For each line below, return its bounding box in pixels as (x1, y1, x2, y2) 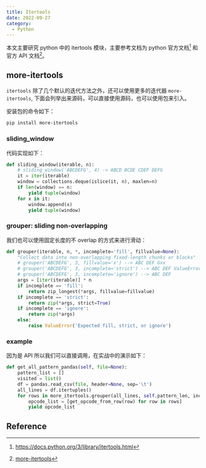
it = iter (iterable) (17, 173, 70, 179)
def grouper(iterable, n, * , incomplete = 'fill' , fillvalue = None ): (6, 248, 180, 255)
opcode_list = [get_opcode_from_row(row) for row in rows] (28, 398, 183, 405)
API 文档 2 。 (18, 50, 48, 59)
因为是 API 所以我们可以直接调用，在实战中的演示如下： (6, 352, 147, 359)
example (6, 337, 32, 345)
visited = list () (17, 375, 62, 382)
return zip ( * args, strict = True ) (28, 300, 112, 306)
